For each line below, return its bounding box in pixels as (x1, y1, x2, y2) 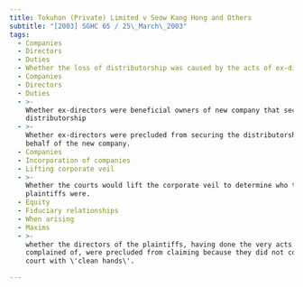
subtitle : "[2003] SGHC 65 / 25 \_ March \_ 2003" (9, 22, 188, 31)
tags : (9, 30, 30, 39)
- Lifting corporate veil (17, 164, 115, 173)
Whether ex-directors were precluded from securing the (25, 131, 241, 140)
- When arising (17, 214, 75, 224)
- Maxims (17, 223, 50, 232)
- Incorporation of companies (17, 155, 131, 165)
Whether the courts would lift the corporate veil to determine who (25, 181, 289, 190)
